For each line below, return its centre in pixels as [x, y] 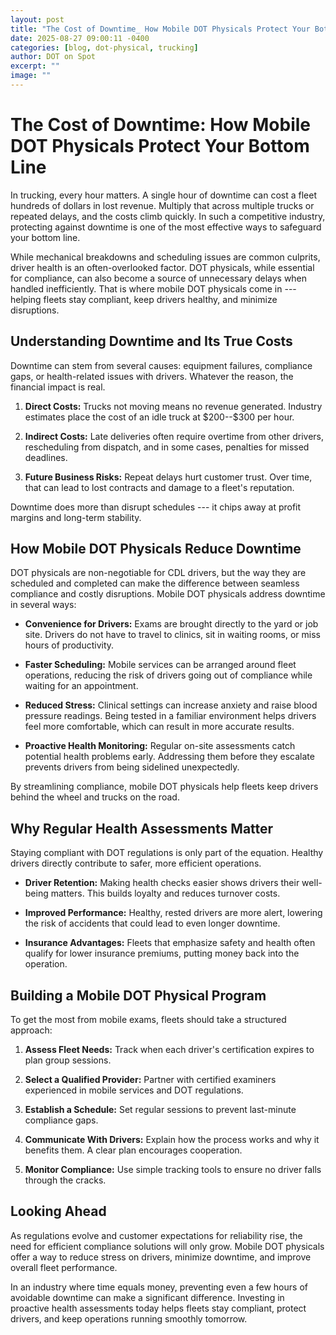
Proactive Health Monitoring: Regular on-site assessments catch [160, 746]
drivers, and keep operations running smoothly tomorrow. [129, 1318]
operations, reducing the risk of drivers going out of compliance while [168, 675]
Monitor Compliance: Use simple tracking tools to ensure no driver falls [173, 1170]
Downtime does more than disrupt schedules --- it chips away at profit [156, 507]
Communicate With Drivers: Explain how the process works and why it [172, 1140]
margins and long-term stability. [76, 517]
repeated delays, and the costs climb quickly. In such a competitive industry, [168, 216]
